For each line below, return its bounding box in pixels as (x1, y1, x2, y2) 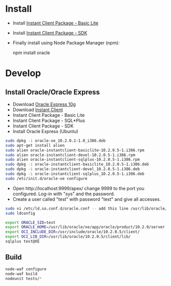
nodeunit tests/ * (5, 276, 42, 281)
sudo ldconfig (5, 211, 36, 216)
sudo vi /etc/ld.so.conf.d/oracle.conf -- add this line (5, 206, 129, 211)
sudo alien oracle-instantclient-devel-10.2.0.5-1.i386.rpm (5, 152, 136, 158)
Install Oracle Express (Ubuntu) (12, 128, 78, 134)
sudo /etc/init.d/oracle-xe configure (5, 176, 88, 181)
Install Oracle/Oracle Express (5, 88, 100, 96)
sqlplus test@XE (5, 239, 40, 244)
